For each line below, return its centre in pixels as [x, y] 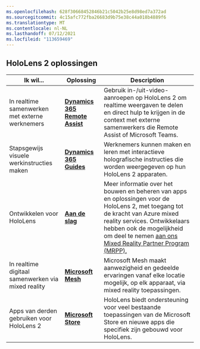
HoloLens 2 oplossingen [52, 63]
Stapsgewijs [26, 148]
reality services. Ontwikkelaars [147, 221]
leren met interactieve [134, 152]
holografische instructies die [143, 159]
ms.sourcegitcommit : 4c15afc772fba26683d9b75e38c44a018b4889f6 [86, 17]
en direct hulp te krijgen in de [145, 112]
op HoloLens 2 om [161, 98]
